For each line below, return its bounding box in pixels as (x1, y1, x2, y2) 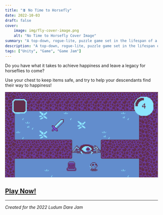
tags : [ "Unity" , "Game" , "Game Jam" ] (5, 48, 81, 53)
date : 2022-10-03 (5, 13, 40, 18)
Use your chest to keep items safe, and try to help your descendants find (5, 77, 151, 83)
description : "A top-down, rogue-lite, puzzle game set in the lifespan (5, 44, 155, 48)
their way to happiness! (5, 82, 52, 88)
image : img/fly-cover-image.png (14, 28, 79, 33)
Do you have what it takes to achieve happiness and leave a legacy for (5, 62, 146, 68)
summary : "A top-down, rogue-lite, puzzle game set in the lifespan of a (5, 39, 158, 44)
